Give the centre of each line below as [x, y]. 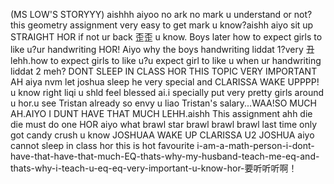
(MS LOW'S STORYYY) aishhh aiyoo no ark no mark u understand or [151, 14]
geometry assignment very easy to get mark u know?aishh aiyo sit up [170, 25]
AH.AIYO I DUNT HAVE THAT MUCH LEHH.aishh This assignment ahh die [161, 113]
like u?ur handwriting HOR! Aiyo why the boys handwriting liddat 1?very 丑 [162, 49]
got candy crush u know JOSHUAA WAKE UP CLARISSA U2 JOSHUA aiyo [162, 135]
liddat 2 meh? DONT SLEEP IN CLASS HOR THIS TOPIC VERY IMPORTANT [164, 71]
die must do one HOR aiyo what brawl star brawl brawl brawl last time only [164, 124]
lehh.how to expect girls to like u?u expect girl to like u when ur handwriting [166, 60]
